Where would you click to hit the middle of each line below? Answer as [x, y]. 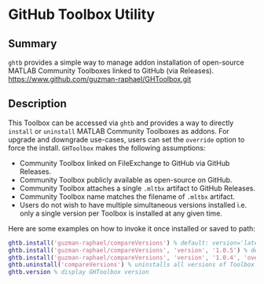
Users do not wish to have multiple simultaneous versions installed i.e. [133, 205]
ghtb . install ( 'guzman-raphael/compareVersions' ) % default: [109, 243]
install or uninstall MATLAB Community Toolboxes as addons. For [119, 131]
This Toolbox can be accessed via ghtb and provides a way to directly [121, 123]
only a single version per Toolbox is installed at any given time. [121, 213]
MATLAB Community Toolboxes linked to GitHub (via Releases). [111, 71]
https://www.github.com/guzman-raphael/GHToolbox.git [100, 79]
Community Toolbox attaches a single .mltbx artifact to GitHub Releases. [137, 188]
